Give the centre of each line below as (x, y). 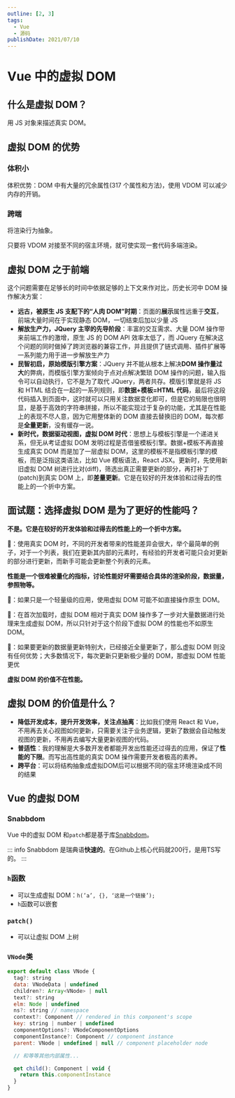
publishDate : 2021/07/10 (43, 40)
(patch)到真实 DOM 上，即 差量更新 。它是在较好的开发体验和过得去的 (116, 478)
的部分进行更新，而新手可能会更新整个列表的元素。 (81, 561)
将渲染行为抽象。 (32, 230)
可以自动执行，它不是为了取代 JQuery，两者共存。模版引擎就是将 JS (122, 381)
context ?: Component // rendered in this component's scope (103, 1017)
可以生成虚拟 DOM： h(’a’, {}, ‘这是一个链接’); (86, 895)
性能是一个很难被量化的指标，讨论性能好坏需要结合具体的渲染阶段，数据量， (117, 576)
